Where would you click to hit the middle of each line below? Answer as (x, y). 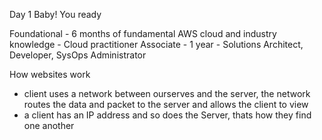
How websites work (50, 74)
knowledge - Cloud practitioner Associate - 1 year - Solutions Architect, (156, 44)
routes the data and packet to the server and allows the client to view (166, 104)
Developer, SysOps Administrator (78, 55)
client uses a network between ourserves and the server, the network (167, 93)
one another (49, 125)
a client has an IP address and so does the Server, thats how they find (167, 115)
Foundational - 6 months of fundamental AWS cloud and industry (143, 33)
